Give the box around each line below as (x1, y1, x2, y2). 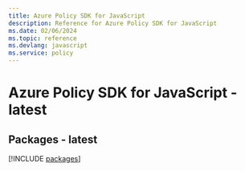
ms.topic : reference (8, 34, 78, 43)
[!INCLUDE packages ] (8, 154, 81, 163)
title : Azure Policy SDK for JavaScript (8, 11, 146, 20)
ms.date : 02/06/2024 (8, 26, 78, 35)
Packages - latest (8, 132, 98, 146)
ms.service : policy (8, 49, 74, 57)
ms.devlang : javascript (8, 42, 88, 50)
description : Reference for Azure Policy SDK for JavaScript (8, 19, 218, 27)
